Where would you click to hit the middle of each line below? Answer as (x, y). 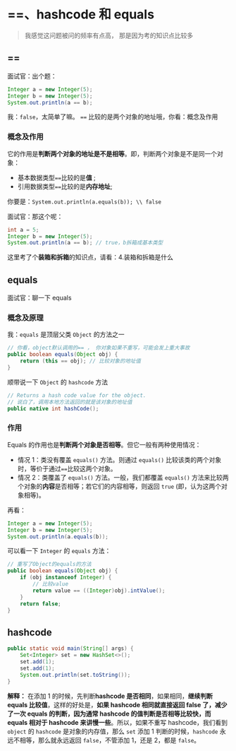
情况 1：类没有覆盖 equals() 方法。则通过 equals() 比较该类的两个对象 (119, 459)
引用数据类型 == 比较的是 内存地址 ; (65, 186)
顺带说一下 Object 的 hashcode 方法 (57, 382)
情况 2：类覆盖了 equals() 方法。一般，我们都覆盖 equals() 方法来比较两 (123, 477)
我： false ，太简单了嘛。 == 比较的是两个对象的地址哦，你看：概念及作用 (113, 117)
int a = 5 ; (23, 230)
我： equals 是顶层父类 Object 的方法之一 (66, 335)
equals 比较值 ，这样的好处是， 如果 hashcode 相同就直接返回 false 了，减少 (117, 704)
